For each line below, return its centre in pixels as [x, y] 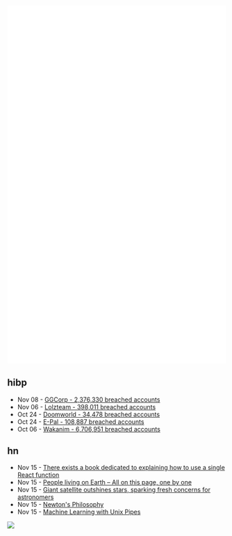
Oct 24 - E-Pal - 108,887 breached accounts [81, 421]
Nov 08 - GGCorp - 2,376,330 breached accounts [89, 400]
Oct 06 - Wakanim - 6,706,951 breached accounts [89, 429]
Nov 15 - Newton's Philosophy [60, 505]
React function [38, 475]
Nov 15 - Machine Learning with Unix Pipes [79, 512]
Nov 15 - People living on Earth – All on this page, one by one [105, 482]
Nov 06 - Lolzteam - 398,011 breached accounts [86, 407]
